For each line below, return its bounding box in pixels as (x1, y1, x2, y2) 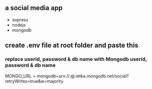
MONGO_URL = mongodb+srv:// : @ (5, 73, 75, 79)
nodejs (12, 22, 26, 28)
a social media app (5, 4, 63, 12)
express (12, 17, 28, 22)
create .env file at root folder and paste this (5, 41, 138, 50)
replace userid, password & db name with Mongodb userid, (5, 56, 147, 63)
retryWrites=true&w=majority (5, 78, 64, 84)
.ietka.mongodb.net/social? (74, 73, 129, 79)
